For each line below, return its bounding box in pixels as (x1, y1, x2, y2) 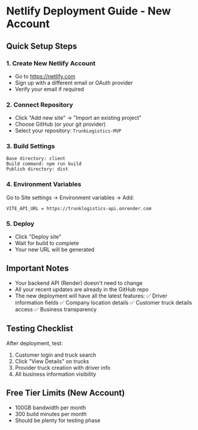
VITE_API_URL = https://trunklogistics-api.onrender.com (6, 205, 152, 211)
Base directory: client (6, 155, 66, 162)
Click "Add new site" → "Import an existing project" (14, 114, 142, 122)
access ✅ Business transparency (14, 305, 97, 313)
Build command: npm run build (6, 161, 82, 167)
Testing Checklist (6, 323, 73, 334)
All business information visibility (14, 370, 97, 378)
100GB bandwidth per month (14, 404, 86, 411)
